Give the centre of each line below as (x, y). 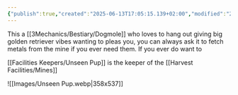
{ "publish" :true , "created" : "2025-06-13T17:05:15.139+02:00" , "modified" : (117, 14)
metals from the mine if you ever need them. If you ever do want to (105, 49)
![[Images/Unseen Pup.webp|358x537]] (66, 83)
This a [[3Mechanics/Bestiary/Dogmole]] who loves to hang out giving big (115, 34)
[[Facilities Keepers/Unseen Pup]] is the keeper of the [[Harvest (100, 62)
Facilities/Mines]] (33, 70)
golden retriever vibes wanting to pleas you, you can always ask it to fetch (116, 41)
